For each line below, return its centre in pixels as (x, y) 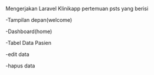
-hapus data (20, 66)
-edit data (18, 54)
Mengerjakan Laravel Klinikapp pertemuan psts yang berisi (77, 9)
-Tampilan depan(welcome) (39, 20)
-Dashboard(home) (29, 31)
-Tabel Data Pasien (28, 43)
